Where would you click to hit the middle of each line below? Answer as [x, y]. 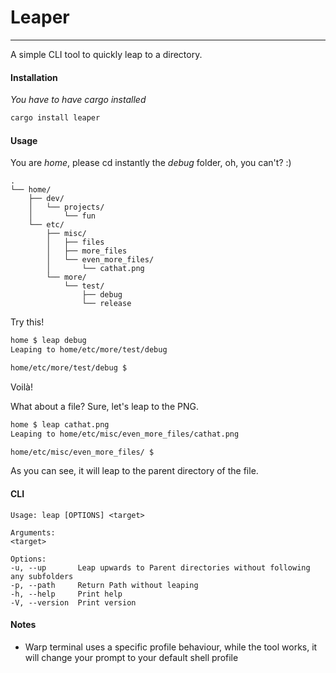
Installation [34, 77]
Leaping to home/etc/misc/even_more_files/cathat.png [125, 434]
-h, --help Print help [66, 594]
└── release [106, 304]
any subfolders [42, 576]
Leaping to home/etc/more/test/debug [89, 350]
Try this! [27, 322]
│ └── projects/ [66, 207]
